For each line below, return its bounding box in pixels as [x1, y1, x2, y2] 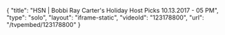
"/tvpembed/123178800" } [6, 21, 81, 28]
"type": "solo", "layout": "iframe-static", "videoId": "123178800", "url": [6, 13, 204, 22]
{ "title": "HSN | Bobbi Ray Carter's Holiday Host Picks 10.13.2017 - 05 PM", [6, 7, 219, 14]
